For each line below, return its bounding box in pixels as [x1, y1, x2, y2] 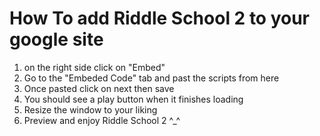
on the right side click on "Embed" [23, 61, 166, 73]
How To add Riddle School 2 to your [9, 7, 311, 30]
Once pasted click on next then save [23, 82, 175, 94]
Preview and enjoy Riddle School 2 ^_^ [23, 114, 181, 126]
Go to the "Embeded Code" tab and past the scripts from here [23, 72, 280, 84]
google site [9, 28, 104, 51]
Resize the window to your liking [23, 103, 158, 116]
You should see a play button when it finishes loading [23, 93, 244, 105]
